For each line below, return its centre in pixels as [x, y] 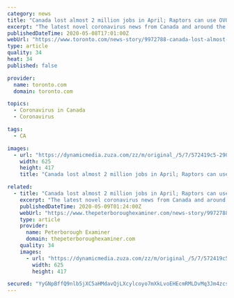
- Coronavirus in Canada [49, 110]
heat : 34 [20, 59]
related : [20, 187]
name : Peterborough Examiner [68, 232]
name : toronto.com [40, 84]
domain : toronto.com [43, 91]
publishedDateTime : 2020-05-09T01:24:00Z [80, 207]
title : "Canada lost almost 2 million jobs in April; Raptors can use [112, 20]
